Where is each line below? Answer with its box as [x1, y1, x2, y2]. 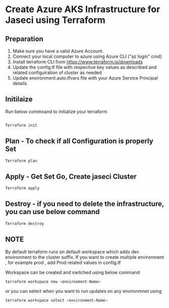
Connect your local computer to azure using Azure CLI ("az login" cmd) [12, 53, 162, 59]
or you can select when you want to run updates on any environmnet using [5, 288, 162, 294]
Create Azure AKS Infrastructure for [5, 4, 160, 15]
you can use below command [5, 208, 100, 216]
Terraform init [5, 123, 38, 128]
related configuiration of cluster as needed [12, 70, 103, 76]
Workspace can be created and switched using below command [5, 269, 140, 275]
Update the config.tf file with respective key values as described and [12, 64, 157, 70]
